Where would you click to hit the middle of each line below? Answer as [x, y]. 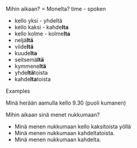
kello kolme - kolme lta [42, 34]
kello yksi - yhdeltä [38, 20]
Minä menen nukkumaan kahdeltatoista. [65, 133]
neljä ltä [24, 40]
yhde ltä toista [31, 72]
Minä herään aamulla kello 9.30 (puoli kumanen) [66, 103]
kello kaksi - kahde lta [41, 27]
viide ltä [24, 46]
